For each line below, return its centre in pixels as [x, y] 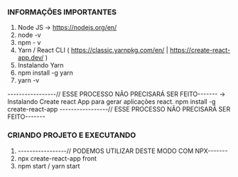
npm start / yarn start [49, 166]
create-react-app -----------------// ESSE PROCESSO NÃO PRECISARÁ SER [119, 109]
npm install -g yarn [45, 73]
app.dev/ [31, 58]
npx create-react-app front [57, 158]
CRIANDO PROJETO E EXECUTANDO [72, 135]
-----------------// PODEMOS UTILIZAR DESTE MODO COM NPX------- [123, 151]
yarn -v [28, 80]
